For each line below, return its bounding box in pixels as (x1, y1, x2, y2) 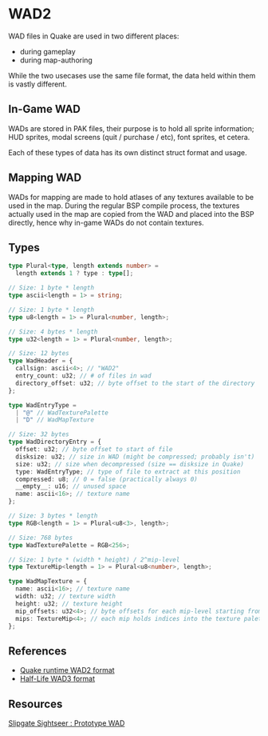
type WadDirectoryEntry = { (8, 438, 102, 446)
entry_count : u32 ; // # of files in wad (15, 372, 152, 380)
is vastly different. (8, 79, 68, 89)
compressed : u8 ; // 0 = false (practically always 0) (15, 475, 198, 483)
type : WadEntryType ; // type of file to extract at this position (15, 467, 241, 476)
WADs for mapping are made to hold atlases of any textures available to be (8, 192, 254, 202)
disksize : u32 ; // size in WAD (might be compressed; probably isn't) (15, 453, 255, 461)
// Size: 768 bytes (8, 534, 73, 542)
